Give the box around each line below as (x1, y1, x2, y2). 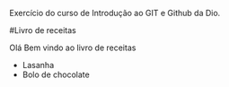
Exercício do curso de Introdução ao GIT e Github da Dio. (9, 8, 221, 18)
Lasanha (22, 60, 55, 70)
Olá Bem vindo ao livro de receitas (9, 42, 137, 53)
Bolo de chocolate (22, 69, 90, 80)
